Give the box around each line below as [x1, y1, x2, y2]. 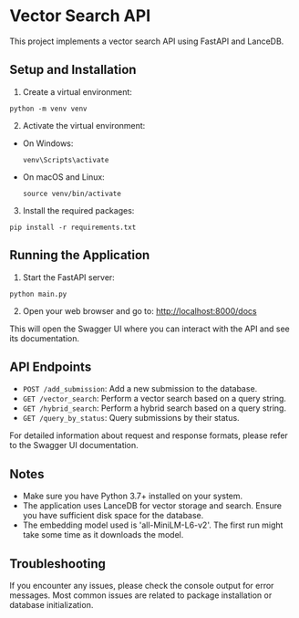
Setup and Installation [9, 62, 137, 78]
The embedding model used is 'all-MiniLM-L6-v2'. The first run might [22, 519, 284, 530]
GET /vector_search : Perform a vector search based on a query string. [22, 393, 287, 404]
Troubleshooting [9, 556, 107, 571]
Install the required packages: [22, 204, 135, 215]
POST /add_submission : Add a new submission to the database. [22, 383, 258, 394]
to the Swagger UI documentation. [9, 440, 139, 451]
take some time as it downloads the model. [22, 529, 184, 540]
